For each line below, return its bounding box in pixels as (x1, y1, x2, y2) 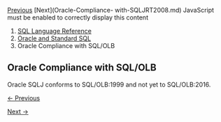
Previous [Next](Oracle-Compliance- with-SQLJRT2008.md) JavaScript (7, 6, 215, 14)
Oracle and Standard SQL (17, 34, 92, 43)
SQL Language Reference (17, 27, 92, 35)
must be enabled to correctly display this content (7, 13, 149, 22)
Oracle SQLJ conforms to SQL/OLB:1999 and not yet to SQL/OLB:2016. (7, 80, 211, 89)
